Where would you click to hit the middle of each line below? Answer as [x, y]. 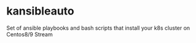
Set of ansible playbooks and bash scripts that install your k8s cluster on [98, 28]
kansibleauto [41, 11]
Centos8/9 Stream [30, 34]
